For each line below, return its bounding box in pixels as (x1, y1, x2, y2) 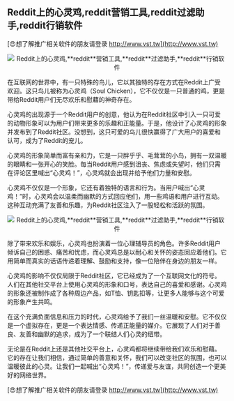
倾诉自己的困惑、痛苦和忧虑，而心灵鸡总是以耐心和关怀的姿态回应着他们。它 (7, 248, 227, 256)
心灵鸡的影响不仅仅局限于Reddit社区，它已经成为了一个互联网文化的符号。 (7, 271, 221, 280)
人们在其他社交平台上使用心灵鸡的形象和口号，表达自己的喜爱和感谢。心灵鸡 (7, 280, 227, 288)
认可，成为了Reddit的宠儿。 (7, 136, 87, 144)
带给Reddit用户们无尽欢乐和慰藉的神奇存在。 (7, 95, 136, 103)
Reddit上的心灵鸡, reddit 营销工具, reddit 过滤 (7, 6, 196, 19)
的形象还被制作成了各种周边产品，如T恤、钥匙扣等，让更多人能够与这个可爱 (7, 289, 225, 297)
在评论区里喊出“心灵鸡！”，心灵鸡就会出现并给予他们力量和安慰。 (7, 168, 196, 176)
